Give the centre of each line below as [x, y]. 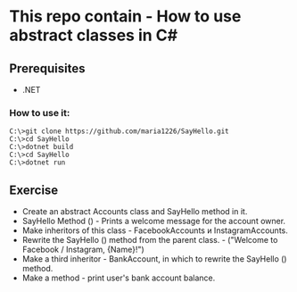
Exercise [34, 190]
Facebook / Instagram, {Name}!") [83, 250]
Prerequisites [47, 68]
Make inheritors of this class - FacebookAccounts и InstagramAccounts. [155, 230]
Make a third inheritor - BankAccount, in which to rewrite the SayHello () [154, 259]
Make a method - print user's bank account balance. [119, 278]
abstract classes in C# [94, 35]
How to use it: [40, 113]
